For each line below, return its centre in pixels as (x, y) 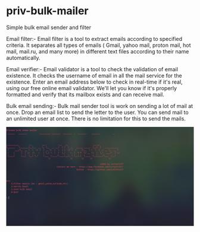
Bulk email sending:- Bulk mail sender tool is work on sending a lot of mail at (100, 106)
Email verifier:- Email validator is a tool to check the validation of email (92, 69)
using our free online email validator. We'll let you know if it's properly (92, 88)
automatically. (23, 58)
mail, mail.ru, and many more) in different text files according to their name (98, 51)
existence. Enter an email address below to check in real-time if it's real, (94, 82)
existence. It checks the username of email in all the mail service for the (94, 75)
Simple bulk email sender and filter (49, 27)
